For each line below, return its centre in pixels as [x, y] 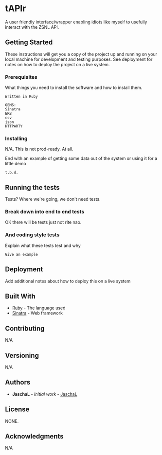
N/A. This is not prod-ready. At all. [39, 149]
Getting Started [29, 43]
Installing [16, 138]
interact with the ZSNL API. [32, 27]
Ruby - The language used [39, 308]
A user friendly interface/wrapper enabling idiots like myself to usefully [76, 22]
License [17, 410]
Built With [20, 296]
